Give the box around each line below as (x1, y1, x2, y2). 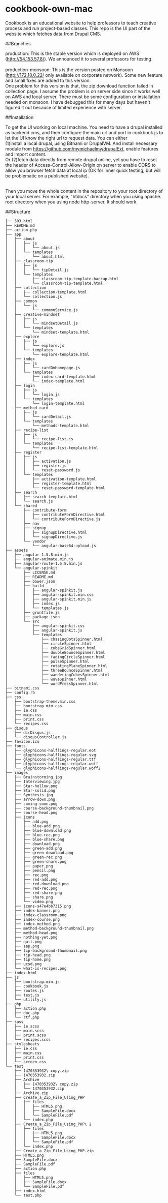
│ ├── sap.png (5, 944, 39, 949)
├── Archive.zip (14, 1090, 49, 1096)
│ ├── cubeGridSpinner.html (5, 645, 96, 651)
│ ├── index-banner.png (5, 908, 60, 913)
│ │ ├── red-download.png (5, 881, 69, 886)
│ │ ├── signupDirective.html (5, 530, 87, 535)
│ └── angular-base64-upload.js (5, 543, 96, 548)
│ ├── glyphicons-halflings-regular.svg (5, 752, 96, 758)
